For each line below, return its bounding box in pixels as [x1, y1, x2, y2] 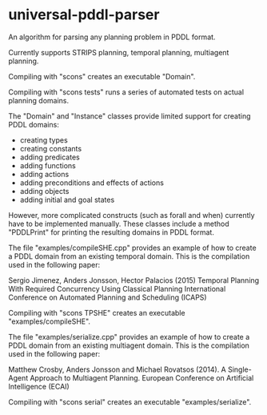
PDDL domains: [8, 119, 60, 129]
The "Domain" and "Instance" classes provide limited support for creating [8, 111, 251, 121]
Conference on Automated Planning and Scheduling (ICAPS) [8, 292, 207, 302]
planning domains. [8, 95, 70, 105]
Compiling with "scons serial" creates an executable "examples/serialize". [8, 397, 252, 406]
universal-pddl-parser [8, 6, 160, 24]
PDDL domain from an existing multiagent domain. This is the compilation [8, 340, 250, 350]
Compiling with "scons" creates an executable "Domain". [8, 71, 196, 81]
